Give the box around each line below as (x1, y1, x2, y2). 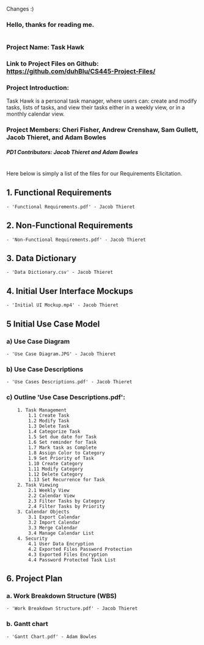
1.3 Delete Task (28, 423, 70, 429)
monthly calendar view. (6, 110, 65, 118)
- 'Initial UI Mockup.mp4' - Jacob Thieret (6, 302, 119, 308)
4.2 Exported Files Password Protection (28, 546, 133, 552)
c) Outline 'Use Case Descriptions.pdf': (6, 393, 125, 402)
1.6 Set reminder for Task (28, 439, 97, 445)
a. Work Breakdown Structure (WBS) (6, 591, 117, 600)
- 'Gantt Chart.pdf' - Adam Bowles (6, 633, 97, 639)
